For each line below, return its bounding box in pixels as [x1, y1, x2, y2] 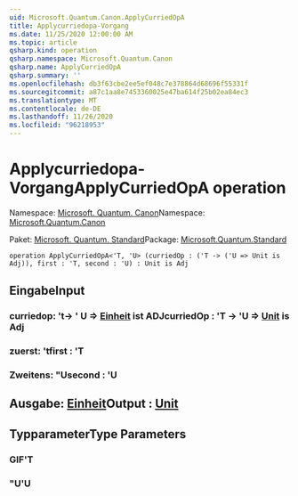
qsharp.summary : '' [9, 71, 82, 80]
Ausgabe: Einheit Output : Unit [9, 396, 179, 411]
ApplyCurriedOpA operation [74, 178, 286, 199]
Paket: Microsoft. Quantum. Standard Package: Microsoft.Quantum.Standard [9, 233, 287, 245]
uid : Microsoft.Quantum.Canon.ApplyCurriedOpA [9, 12, 185, 22]
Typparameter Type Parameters [9, 427, 187, 442]
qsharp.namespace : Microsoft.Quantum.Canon [9, 54, 173, 63]
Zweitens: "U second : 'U [9, 369, 117, 381]
